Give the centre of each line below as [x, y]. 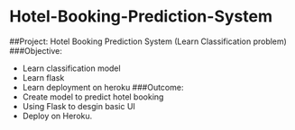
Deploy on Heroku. [57, 116]
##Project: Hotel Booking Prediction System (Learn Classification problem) [148, 41]
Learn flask [43, 77]
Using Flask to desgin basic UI [78, 106]
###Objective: [36, 50]
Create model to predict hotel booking [93, 97]
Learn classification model [71, 68]
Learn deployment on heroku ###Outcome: [103, 87]
